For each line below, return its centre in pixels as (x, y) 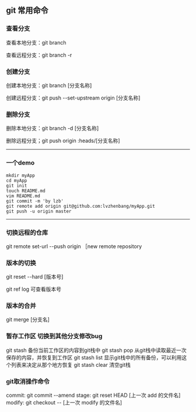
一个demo (20, 163)
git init (17, 186)
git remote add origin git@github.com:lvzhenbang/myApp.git (81, 206)
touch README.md (26, 191)
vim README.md (23, 196)
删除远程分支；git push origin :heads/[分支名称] (63, 141)
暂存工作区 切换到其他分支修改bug (54, 337)
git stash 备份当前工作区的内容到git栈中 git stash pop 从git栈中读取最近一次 (96, 350)
